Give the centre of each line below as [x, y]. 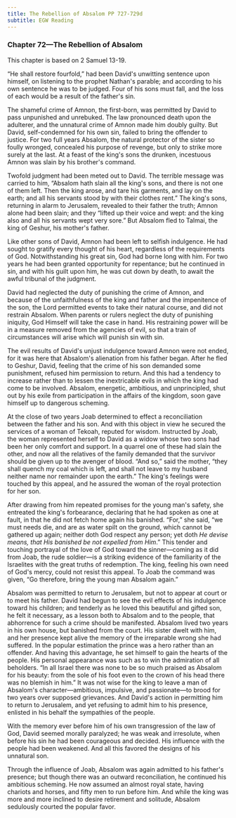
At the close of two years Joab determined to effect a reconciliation [105, 416]
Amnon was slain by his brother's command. [72, 161]
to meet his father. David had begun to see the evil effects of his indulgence [117, 600]
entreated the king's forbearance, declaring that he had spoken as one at [113, 512]
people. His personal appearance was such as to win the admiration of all [113, 660]
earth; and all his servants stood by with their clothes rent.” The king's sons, [117, 198]
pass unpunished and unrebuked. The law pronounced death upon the [109, 117]
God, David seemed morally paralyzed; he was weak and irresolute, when [114, 733]
